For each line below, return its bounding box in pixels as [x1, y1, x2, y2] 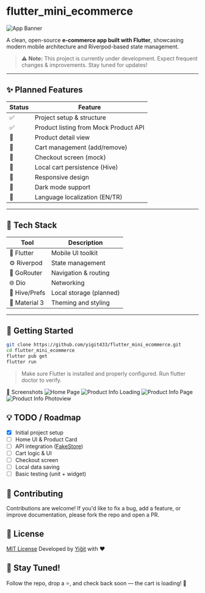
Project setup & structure [34, 113, 107, 122]
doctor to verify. [21, 376, 62, 384]
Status [9, 103, 29, 111]
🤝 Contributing [6, 488, 63, 499]
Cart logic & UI [15, 449, 52, 457]
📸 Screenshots [6, 388, 43, 395]
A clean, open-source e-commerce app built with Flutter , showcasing [6, 36, 184, 43]
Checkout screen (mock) [34, 153, 106, 162]
